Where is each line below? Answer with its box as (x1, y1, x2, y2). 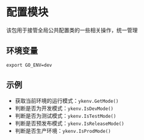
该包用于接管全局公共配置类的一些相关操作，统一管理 (6, 26, 138, 34)
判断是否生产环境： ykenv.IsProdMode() (14, 127, 111, 134)
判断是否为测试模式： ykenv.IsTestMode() (14, 112, 116, 119)
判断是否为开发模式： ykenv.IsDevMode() (14, 105, 114, 112)
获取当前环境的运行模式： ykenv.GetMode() (14, 97, 119, 104)
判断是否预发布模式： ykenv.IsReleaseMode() (14, 120, 125, 127)
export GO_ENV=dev (6, 62, 52, 68)
